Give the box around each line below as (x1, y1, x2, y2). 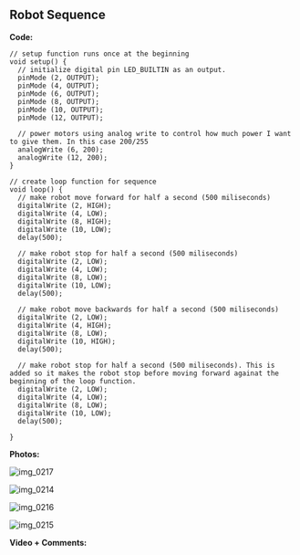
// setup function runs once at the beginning (9, 49, 190, 58)
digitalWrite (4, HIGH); (17, 320, 112, 330)
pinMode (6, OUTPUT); (17, 89, 100, 99)
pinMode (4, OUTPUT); (17, 81, 100, 90)
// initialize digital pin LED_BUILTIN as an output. (17, 65, 226, 74)
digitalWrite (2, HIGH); (17, 201, 112, 210)
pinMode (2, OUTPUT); (17, 73, 100, 82)
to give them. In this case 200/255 (9, 137, 149, 146)
